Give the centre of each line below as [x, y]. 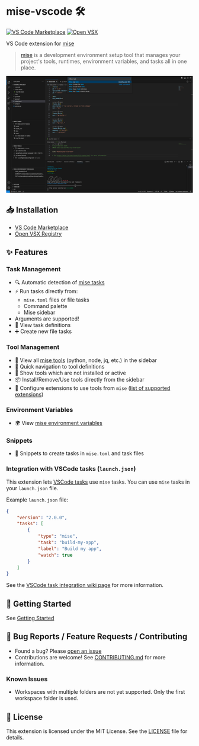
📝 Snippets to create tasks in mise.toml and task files [79, 453]
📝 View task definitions [43, 325]
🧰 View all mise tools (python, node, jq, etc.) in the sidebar [86, 360]
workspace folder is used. [46, 699]
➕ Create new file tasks [43, 331]
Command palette [45, 306]
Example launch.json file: [37, 500]
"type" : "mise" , [58, 537]
